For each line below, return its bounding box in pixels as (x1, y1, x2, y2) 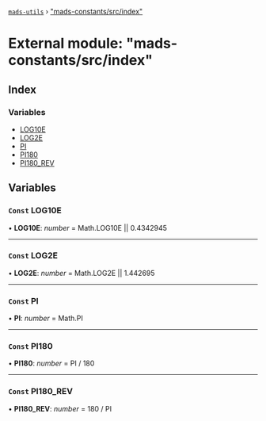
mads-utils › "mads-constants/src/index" (8, 7, 143, 16)
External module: (8, 35, 123, 52)
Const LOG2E (8, 250, 58, 261)
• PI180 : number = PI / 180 (8, 358, 95, 368)
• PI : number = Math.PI (8, 313, 83, 323)
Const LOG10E (8, 205, 62, 216)
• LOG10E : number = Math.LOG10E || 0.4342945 (8, 223, 168, 232)
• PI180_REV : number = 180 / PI (8, 404, 112, 413)
